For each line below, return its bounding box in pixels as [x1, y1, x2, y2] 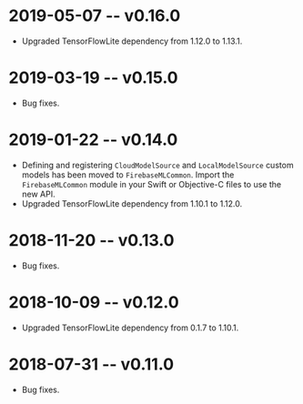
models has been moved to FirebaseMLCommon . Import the [21, 169, 235, 180]
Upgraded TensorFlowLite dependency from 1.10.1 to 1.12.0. [21, 197, 243, 209]
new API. [21, 188, 56, 199]
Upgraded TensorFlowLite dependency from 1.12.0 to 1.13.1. [21, 35, 243, 46]
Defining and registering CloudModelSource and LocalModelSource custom [21, 159, 294, 170]
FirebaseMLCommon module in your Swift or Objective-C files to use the [21, 178, 282, 189]
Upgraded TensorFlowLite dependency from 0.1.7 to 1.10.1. [21, 322, 239, 333]
